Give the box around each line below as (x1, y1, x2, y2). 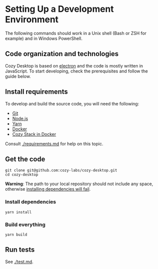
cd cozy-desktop (5, 172, 38, 177)
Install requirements (5, 88, 68, 96)
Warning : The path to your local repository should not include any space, (5, 181, 154, 187)
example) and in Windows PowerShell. (5, 35, 82, 41)
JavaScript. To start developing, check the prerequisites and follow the (5, 68, 148, 74)
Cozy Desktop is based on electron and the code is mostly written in (5, 63, 143, 68)
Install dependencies (5, 199, 56, 205)
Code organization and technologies (5, 50, 119, 58)
